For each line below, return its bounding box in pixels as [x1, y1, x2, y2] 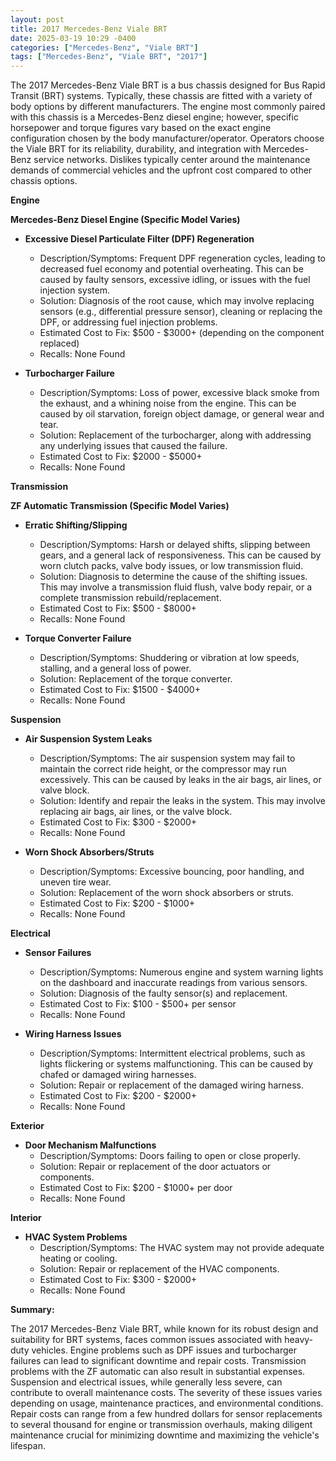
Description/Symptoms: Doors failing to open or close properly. [39, 1150, 301, 1162]
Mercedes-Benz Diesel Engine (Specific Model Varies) [10, 214, 241, 226]
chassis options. [10, 175, 78, 187]
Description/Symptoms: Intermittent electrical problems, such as [39, 1047, 306, 1060]
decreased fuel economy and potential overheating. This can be [39, 263, 304, 275]
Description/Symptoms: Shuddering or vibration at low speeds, [39, 652, 300, 664]
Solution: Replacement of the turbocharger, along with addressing [39, 429, 312, 441]
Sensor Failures [24, 947, 92, 959]
